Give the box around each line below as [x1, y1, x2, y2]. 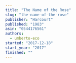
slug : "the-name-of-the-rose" [5, 12, 69, 17]
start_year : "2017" [5, 45, 47, 50]
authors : [5, 31, 24, 36]
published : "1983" [5, 21, 44, 27]
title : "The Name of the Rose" [5, 7, 71, 13]
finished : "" [5, 50, 33, 55]
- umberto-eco [10, 36, 40, 41]
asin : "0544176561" [5, 26, 47, 31]
